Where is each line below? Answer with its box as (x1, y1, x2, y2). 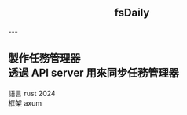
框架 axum (8, 98, 42, 108)
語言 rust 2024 (8, 88, 57, 98)
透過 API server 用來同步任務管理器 (8, 66, 179, 80)
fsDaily (114, 6, 150, 20)
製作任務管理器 (8, 52, 81, 65)
